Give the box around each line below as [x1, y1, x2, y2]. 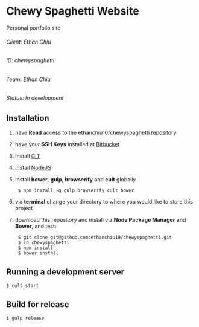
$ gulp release [6, 316, 45, 322]
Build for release [6, 299, 69, 309]
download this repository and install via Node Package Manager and [14, 216, 186, 224]
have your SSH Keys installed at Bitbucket [14, 141, 120, 148]
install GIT [14, 152, 40, 160]
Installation [6, 113, 49, 123]
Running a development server [6, 267, 125, 277]
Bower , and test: [14, 222, 57, 230]
